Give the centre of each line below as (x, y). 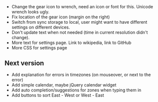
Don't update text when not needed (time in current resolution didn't (80, 32)
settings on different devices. (41, 27)
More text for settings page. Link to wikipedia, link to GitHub (71, 43)
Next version (24, 63)
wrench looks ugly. (30, 12)
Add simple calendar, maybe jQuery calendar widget (64, 85)
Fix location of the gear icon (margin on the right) (61, 17)
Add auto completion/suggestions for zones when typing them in (76, 90)
